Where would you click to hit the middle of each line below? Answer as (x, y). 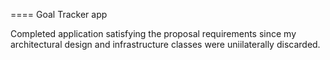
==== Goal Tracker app (59, 14)
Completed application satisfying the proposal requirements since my (153, 33)
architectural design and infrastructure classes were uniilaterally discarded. (165, 44)
